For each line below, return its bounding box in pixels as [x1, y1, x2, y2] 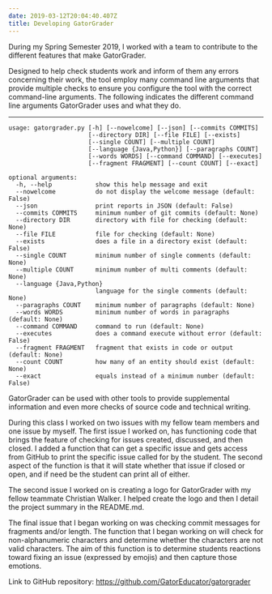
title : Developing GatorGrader [8, 19, 114, 28]
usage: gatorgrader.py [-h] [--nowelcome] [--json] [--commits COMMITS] [8, 123, 259, 132]
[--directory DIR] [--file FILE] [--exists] [87, 130, 241, 139]
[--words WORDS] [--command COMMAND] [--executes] [87, 152, 263, 160]
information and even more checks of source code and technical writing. [8, 402, 251, 412]
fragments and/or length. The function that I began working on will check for [8, 526, 264, 536]
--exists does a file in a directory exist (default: [15, 237, 249, 246]
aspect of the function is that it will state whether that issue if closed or [8, 460, 245, 470]
